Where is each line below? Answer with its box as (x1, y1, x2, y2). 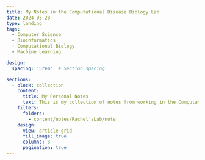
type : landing (6, 20, 43, 26)
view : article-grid (22, 128, 72, 134)
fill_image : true (22, 133, 67, 139)
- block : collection (12, 82, 64, 89)
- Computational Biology (12, 43, 75, 49)
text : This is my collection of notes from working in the (22, 99, 176, 106)
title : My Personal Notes (22, 93, 88, 100)
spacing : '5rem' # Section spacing (12, 65, 105, 71)
